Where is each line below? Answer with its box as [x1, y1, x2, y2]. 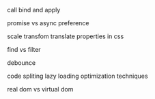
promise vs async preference [7, 19, 90, 27]
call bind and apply [7, 6, 61, 14]
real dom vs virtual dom [7, 85, 74, 93]
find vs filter [7, 46, 41, 53]
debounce [7, 59, 36, 67]
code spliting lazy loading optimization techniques [7, 72, 148, 80]
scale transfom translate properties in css [7, 32, 124, 40]
